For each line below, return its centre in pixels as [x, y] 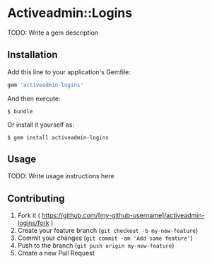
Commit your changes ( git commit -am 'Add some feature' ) [105, 238]
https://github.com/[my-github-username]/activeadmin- [123, 216]
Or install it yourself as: [41, 125]
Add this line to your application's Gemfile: [69, 71]
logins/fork [33, 223]
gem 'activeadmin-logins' [45, 85]
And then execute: [34, 98]
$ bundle [20, 111]
